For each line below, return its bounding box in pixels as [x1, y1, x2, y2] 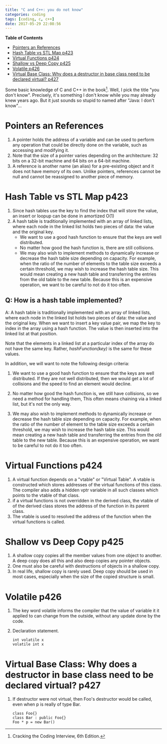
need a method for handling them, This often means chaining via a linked [12, 396, 162, 402]
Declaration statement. [12, 628, 59, 634]
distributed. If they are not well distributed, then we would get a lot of [12, 375, 154, 381]
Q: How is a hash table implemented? [5, 296, 123, 304]
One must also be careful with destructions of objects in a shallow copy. [12, 563, 160, 569]
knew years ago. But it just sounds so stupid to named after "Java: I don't [5, 97, 155, 103]
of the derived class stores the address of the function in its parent [12, 503, 149, 509]
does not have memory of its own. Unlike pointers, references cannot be [12, 168, 161, 174]
